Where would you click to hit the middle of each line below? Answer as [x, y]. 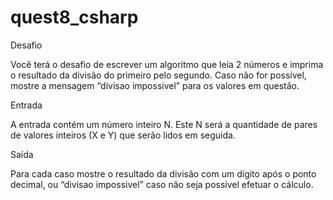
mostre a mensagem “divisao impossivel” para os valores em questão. [155, 85]
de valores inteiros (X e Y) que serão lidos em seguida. [123, 135]
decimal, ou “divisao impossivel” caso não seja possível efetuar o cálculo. [162, 184]
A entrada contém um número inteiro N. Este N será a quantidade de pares [164, 124]
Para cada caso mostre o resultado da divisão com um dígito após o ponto [163, 173]
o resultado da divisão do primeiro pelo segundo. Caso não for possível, [158, 75]
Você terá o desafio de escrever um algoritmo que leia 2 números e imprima [167, 64]
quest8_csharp [74, 17]
